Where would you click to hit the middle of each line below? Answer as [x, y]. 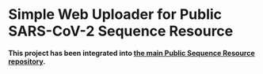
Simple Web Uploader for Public [115, 15]
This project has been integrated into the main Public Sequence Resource [131, 53]
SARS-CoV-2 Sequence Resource [121, 31]
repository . [27, 61]
